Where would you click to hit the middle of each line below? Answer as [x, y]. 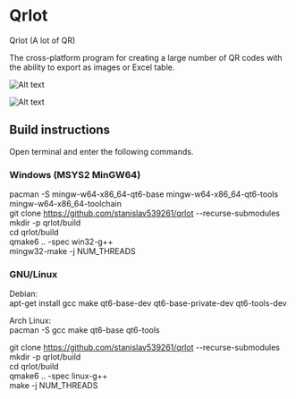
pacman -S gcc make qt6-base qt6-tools [85, 330]
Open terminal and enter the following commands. [101, 151]
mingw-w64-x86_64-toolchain [66, 204]
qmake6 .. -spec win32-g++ [61, 242]
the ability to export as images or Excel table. [92, 67]
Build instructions [59, 130]
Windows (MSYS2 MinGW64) [75, 174]
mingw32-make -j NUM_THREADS [72, 251]
